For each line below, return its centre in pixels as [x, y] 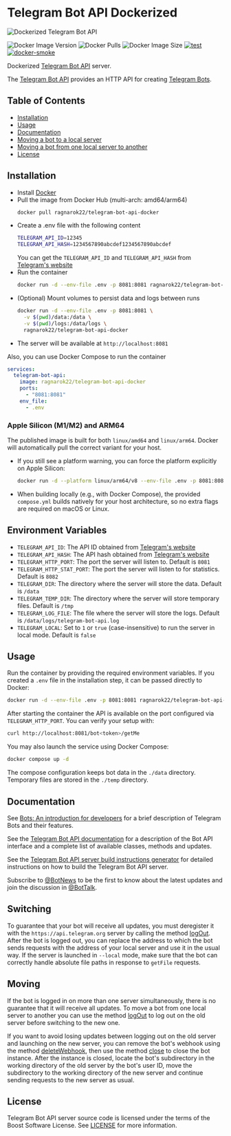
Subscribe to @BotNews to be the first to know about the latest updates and [115, 880]
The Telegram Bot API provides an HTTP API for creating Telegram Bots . [109, 79]
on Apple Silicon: [41, 468]
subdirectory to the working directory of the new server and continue [105, 1073]
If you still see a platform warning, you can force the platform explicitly [117, 460]
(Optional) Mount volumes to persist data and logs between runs [108, 298]
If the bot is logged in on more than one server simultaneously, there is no [112, 1000]
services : [21, 369]
